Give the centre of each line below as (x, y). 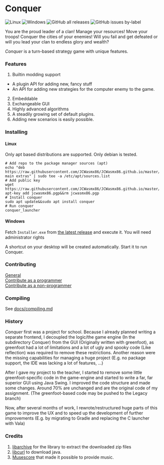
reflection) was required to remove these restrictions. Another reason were (80, 353)
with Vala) (15, 424)
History (14, 322)
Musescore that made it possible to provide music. (63, 457)
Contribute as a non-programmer (38, 285)
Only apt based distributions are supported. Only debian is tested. (71, 155)
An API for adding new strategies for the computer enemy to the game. (83, 89)
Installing (16, 132)
